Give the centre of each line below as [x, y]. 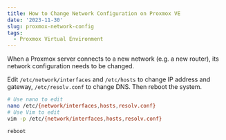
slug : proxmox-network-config [51, 26]
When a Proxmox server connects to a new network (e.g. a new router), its [113, 59]
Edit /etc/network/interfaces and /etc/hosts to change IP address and [109, 79]
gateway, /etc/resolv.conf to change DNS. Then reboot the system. [105, 87]
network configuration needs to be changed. [71, 66]
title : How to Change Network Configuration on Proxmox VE [94, 13]
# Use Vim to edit [34, 112]
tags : [15, 33]
